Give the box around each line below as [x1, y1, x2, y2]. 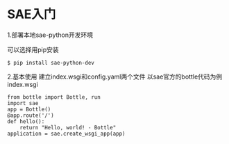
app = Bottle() [7, 106, 51, 113]
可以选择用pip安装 [7, 45, 59, 54]
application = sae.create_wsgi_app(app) [7, 130, 126, 137]
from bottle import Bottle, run [7, 93, 101, 101]
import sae [7, 99, 39, 106]
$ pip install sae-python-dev [7, 59, 95, 66]
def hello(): [7, 118, 45, 125]
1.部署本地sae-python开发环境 [7, 31, 94, 39]
